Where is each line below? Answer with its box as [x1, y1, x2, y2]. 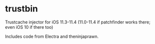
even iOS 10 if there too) [5, 24, 53, 30]
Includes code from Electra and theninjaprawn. [5, 33, 99, 39]
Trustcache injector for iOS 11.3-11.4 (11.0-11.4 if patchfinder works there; [5, 19, 151, 25]
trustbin [5, 3, 38, 14]
